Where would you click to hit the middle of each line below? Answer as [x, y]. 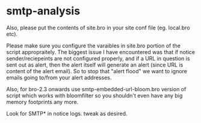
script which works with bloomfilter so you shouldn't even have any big [94, 95]
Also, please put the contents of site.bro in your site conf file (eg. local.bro [98, 28]
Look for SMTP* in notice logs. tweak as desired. [67, 113]
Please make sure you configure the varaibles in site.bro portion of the [93, 46]
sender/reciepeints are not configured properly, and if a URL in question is [98, 58]
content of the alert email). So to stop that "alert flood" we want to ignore [97, 71]
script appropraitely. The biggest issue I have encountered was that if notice [101, 52]
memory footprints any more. [42, 102]
